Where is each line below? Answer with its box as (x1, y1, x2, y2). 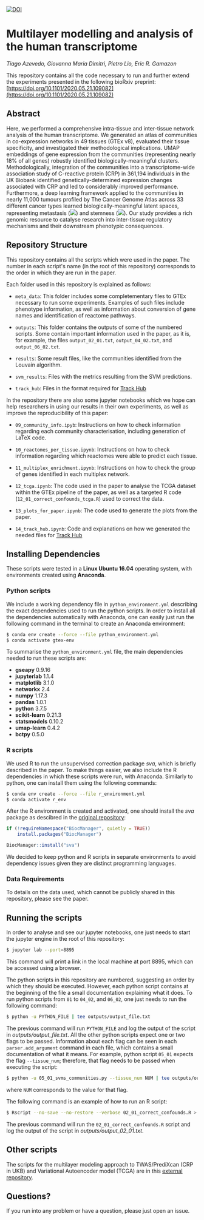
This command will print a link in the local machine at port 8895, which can (6, 958, 194, 965)
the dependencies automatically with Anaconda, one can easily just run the (6, 613, 194, 620)
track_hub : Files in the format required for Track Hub (15, 384, 147, 391)
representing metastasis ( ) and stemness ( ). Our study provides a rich (6, 209, 192, 217)
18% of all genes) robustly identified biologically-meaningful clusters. (6, 157, 180, 164)
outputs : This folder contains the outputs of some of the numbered (15, 324, 182, 331)
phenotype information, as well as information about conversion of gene (15, 305, 196, 313)
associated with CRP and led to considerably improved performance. (6, 183, 178, 190)
